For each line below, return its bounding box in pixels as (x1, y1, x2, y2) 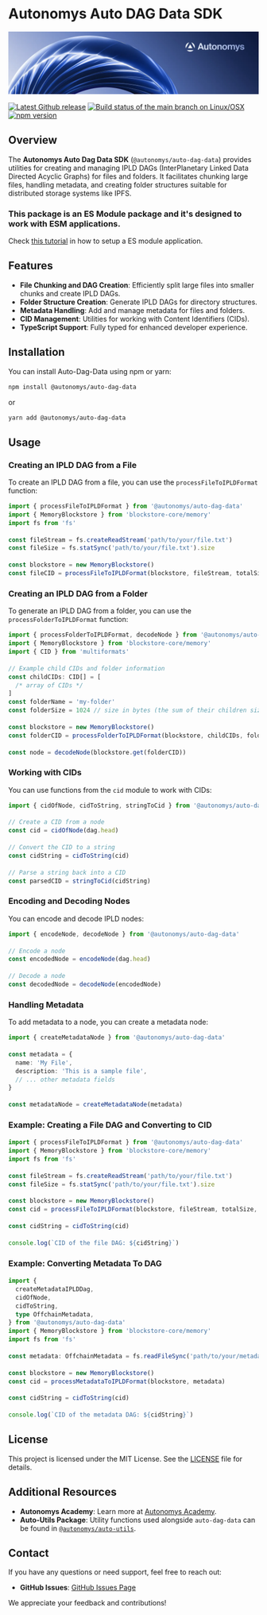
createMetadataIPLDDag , (15, 1285, 94, 1293)
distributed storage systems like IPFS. (8, 188, 132, 198)
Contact (8, 1546, 49, 1559)
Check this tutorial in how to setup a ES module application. (8, 236, 203, 246)
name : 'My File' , (15, 1058, 73, 1067)
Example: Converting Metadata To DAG (8, 1258, 163, 1269)
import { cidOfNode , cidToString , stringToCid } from (8, 802, 191, 809)
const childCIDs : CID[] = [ (8, 673, 102, 681)
